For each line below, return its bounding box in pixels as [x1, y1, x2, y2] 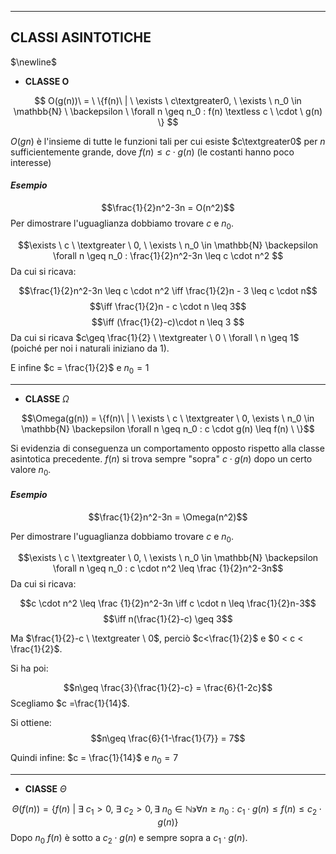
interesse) [10, 156, 52, 168]
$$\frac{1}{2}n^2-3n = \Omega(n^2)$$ [88, 511, 248, 523]
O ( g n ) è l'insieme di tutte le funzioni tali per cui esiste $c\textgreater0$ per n [10, 135, 326, 147]
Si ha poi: [10, 662, 49, 675]
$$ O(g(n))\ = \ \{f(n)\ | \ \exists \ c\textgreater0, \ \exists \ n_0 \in [34, 94, 302, 106]
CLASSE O [24, 75, 70, 87]
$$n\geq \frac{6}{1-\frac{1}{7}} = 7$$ [90, 732, 246, 745]
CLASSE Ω [24, 392, 70, 405]
